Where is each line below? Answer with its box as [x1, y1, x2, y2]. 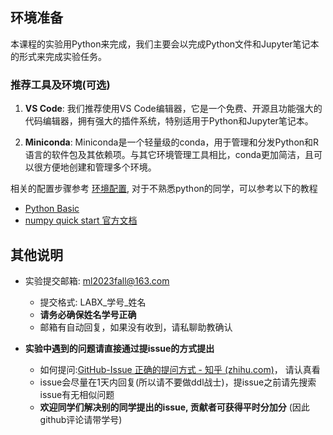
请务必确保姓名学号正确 [39, 308, 137, 320]
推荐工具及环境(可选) [10, 78, 111, 92]
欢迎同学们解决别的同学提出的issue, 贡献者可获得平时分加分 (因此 [39, 401, 310, 413]
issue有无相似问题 [39, 388, 115, 400]
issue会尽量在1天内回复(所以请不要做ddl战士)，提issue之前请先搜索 [39, 376, 317, 388]
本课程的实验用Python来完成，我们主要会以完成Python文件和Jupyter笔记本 [10, 38, 320, 50]
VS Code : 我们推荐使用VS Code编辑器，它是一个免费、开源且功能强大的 [24, 103, 323, 115]
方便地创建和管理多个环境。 [42, 161, 157, 173]
